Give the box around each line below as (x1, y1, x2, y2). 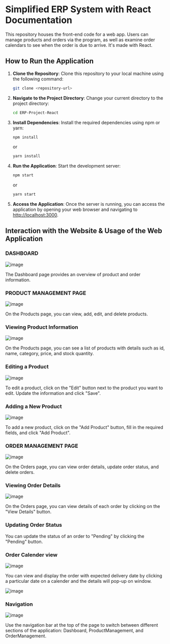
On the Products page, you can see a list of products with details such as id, (5, 345, 165, 351)
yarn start (12, 192, 36, 197)
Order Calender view (5, 551, 58, 558)
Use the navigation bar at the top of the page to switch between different (5, 622, 158, 628)
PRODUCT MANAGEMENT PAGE (5, 289, 87, 297)
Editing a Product (5, 363, 49, 370)
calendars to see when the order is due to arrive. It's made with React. (5, 42, 153, 48)
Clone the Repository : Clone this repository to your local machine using (12, 70, 164, 76)
